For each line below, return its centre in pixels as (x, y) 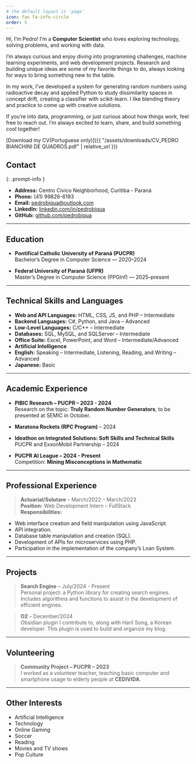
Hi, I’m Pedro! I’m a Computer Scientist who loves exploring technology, (93, 39)
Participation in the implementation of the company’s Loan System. (95, 549)
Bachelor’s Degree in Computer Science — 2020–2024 (80, 259)
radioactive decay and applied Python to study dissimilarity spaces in (90, 93)
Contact (21, 165)
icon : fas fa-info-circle (37, 17)
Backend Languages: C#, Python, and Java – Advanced (82, 321)
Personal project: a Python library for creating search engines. (95, 592)
